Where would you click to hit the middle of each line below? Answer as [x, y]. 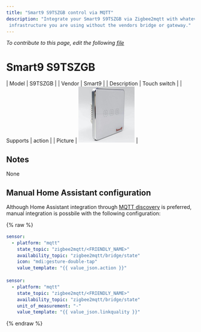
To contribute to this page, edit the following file [65, 43]
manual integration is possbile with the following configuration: [83, 213]
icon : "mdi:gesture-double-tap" [57, 262]
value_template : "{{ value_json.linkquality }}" [79, 312]
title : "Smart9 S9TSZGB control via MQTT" [60, 13]
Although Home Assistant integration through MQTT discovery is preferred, [99, 207]
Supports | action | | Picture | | [72, 141]
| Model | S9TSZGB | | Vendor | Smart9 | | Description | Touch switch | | [94, 84]
